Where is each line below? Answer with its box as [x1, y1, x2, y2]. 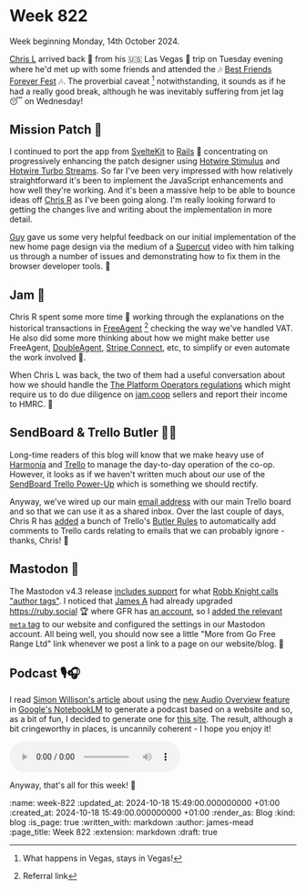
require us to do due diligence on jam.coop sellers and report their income [9, 389, 289, 400]
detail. [9, 214, 34, 225]
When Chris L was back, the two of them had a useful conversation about [9, 369, 285, 380]
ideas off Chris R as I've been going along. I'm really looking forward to [9, 194, 276, 205]
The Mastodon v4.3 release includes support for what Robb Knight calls [9, 585, 280, 596]
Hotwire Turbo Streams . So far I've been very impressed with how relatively [9, 165, 293, 176]
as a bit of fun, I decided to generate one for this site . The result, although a [9, 714, 293, 725]
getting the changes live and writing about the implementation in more [9, 204, 273, 215]
